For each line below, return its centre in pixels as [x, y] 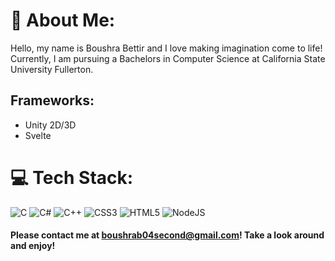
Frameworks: [52, 100]
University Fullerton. [52, 69]
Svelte [38, 135]
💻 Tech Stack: [72, 177]
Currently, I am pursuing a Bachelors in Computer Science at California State [168, 58]
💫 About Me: [63, 20]
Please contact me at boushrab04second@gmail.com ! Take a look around [167, 235]
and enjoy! [33, 246]
